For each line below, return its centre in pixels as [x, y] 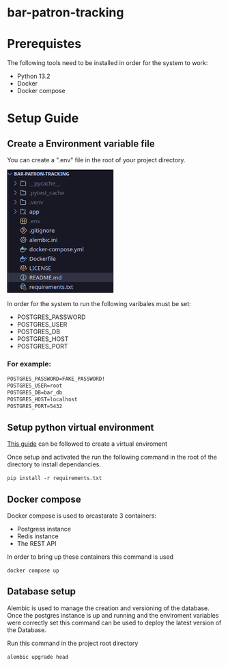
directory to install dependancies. [54, 464]
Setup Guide [43, 118]
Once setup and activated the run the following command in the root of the [112, 457]
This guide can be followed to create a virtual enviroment [87, 444]
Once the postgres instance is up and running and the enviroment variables [113, 615]
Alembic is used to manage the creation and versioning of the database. [108, 608]
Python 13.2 [33, 76]
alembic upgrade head [38, 657]
